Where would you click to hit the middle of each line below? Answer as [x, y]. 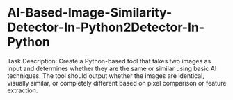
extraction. [23, 90]
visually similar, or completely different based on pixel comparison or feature [117, 83]
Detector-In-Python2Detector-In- [106, 27]
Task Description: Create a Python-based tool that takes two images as [109, 61]
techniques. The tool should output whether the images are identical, [106, 76]
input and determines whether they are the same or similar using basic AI [112, 68]
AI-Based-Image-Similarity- [90, 13]
